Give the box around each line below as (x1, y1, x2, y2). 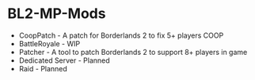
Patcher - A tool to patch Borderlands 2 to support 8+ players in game (18, 47, 248, 56)
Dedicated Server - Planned (18, 56, 110, 65)
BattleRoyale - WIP (18, 38, 81, 48)
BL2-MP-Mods (7, 5, 106, 23)
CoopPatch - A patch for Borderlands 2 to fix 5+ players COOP (18, 31, 224, 40)
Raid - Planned (18, 64, 68, 73)
